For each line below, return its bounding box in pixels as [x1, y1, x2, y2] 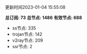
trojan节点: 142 [12, 31, 43, 37]
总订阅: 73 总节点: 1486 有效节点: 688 [5, 15, 82, 21]
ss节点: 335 [12, 25, 36, 31]
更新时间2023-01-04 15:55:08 [5, 4, 65, 10]
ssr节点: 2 [12, 44, 33, 49]
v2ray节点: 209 [12, 37, 43, 43]
